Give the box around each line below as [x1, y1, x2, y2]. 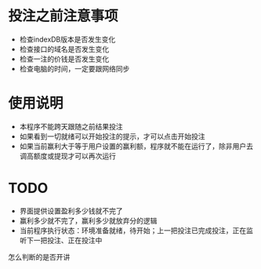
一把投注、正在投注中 [33, 235, 103, 245]
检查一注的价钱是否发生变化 [19, 54, 110, 64]
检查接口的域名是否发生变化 [19, 44, 110, 53]
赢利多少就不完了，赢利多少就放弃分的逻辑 [19, 216, 158, 225]
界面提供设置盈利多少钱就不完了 [19, 205, 123, 216]
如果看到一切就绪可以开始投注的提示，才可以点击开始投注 [19, 131, 205, 141]
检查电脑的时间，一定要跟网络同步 [19, 64, 130, 73]
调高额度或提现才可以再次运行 [19, 151, 116, 161]
